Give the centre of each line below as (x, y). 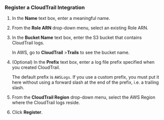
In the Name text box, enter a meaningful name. (61, 18)
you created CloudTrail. (36, 67)
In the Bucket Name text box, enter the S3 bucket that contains (77, 38)
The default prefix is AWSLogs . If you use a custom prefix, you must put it (85, 77)
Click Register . (27, 112)
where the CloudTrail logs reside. (46, 103)
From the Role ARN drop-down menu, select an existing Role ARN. (80, 28)
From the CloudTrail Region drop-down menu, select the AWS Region (83, 97)
